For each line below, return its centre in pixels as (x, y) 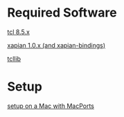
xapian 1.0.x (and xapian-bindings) (56, 45)
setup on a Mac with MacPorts (51, 106)
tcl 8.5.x (18, 32)
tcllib (14, 58)
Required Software (62, 13)
